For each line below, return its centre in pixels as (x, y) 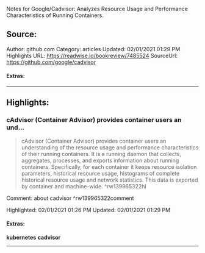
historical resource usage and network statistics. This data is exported (110, 180)
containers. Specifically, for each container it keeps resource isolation (109, 166)
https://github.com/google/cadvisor (51, 62)
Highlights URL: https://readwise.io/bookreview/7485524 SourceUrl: (92, 55)
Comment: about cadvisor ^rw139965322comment (70, 198)
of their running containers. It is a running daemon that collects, (101, 154)
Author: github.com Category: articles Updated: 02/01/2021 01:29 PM (93, 49)
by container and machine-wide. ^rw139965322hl (84, 186)
